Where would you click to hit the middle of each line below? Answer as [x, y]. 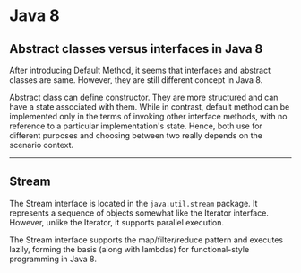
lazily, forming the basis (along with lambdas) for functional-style [129, 249]
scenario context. [42, 145]
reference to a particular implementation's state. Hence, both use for [136, 126]
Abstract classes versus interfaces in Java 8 [136, 49]
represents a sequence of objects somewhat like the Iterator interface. [139, 213]
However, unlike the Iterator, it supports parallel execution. [117, 222]
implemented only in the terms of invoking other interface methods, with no [148, 116]
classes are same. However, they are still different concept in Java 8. [136, 80]
